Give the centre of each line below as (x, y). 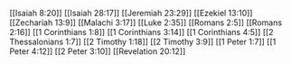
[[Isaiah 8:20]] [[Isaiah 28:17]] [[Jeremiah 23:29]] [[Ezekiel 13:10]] (131, 13)
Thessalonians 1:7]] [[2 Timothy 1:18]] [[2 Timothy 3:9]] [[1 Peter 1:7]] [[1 (143, 41)
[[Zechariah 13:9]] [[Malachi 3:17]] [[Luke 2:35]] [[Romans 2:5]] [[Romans (146, 23)
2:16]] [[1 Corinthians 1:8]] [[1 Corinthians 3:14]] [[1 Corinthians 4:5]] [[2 (141, 32)
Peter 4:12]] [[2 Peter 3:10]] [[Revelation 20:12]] (98, 51)
